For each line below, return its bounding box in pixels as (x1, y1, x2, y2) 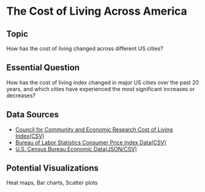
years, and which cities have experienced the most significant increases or (6, 85, 195, 92)
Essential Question (6, 62, 80, 73)
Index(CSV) (15, 132, 45, 139)
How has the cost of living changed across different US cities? (6, 45, 163, 52)
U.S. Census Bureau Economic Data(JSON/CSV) (15, 145, 138, 152)
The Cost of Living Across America (6, 4, 188, 18)
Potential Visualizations (6, 163, 99, 174)
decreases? (6, 92, 36, 99)
